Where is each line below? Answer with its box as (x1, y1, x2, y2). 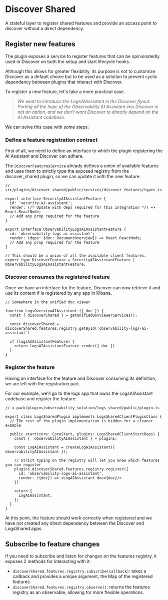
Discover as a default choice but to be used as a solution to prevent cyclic (5, 74, 157, 80)
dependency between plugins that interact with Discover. (5, 79, 123, 85)
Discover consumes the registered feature (5, 273, 110, 280)
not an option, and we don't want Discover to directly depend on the (17, 109, 158, 115)
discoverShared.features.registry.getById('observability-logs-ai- (5, 326, 149, 331)
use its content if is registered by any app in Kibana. (5, 290, 112, 296)
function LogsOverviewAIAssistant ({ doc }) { (5, 309, 104, 314)
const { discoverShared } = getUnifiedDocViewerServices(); (9, 313, 137, 318)
